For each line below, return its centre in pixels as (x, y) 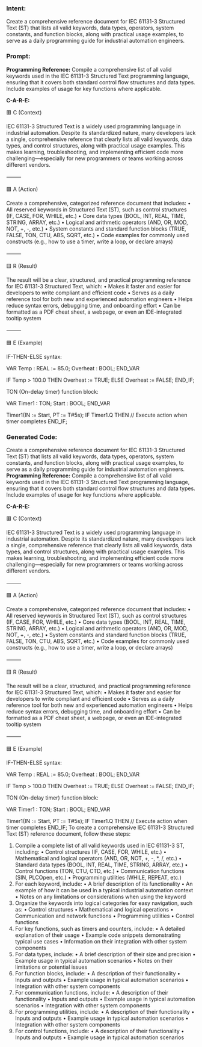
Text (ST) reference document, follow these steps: (69, 834)
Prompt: (18, 57)
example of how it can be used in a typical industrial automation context (104, 890)
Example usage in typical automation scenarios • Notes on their (94, 960)
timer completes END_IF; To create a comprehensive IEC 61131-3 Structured (100, 827)
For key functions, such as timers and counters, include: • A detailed (100, 928)
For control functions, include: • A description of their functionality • (99, 1031)
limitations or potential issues (51, 967)
